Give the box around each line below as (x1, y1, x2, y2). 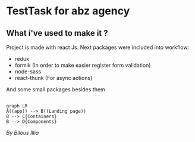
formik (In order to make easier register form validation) (14, 61, 151, 69)
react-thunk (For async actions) (14, 75, 93, 81)
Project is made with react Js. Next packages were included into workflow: (6, 44, 190, 51)
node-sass (14, 68, 42, 75)
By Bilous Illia (6, 129, 39, 137)
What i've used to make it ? (6, 28, 108, 38)
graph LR (6, 103, 28, 109)
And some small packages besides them (6, 86, 105, 93)
